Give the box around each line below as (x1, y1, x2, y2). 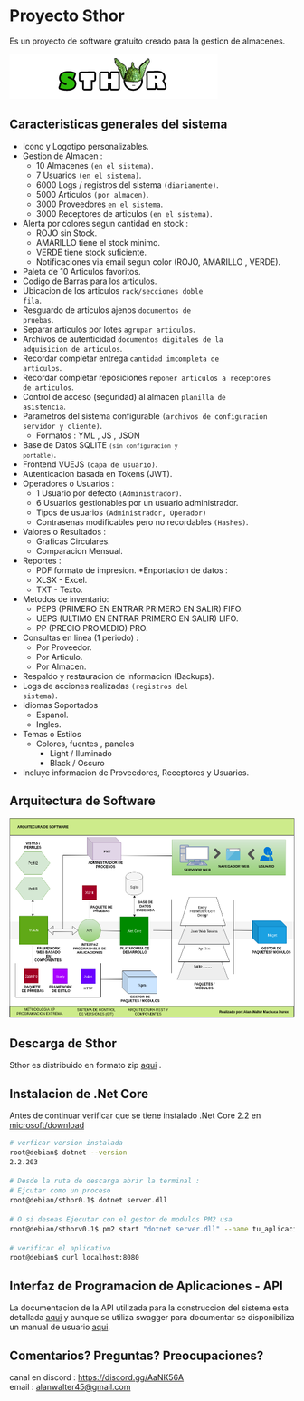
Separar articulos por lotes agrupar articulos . (22, 324, 196, 335)
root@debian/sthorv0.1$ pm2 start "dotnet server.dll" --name (9, 1224, 249, 1233)
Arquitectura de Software (9, 793, 156, 809)
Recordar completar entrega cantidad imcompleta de (22, 353, 220, 364)
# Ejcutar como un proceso (9, 1186, 111, 1195)
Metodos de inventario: (22, 593, 109, 604)
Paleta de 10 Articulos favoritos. (22, 266, 141, 277)
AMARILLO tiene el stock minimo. (35, 237, 161, 248)
